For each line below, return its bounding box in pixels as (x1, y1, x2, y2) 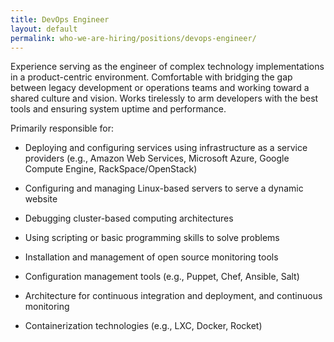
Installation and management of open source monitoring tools (24, 251, 279, 263)
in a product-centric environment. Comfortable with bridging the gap (10, 71, 293, 83)
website (24, 193, 58, 205)
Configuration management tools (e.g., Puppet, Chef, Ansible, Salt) (24, 271, 300, 283)
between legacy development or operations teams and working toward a (10, 82, 310, 94)
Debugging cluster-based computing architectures (24, 212, 234, 225)
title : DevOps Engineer (10, 14, 110, 25)
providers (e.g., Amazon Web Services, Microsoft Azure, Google (24, 152, 290, 165)
